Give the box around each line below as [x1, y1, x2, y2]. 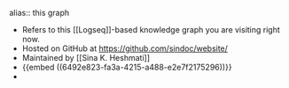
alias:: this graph [9, 8, 70, 18]
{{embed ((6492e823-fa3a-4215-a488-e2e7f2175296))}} [21, 62, 232, 72]
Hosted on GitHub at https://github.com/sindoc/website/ [21, 43, 229, 54]
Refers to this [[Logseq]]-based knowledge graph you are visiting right [21, 25, 281, 34]
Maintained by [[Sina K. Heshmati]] [21, 53, 151, 62]
